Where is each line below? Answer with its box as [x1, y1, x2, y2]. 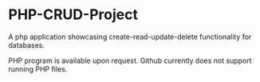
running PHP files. [8, 64, 68, 73]
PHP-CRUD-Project [8, 6, 138, 24]
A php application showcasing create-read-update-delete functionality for [8, 32, 252, 41]
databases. [8, 40, 45, 49]
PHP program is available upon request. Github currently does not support [8, 56, 252, 65]
